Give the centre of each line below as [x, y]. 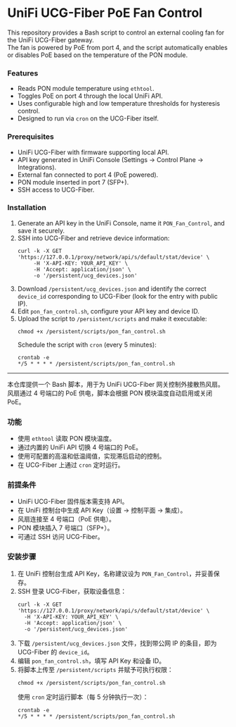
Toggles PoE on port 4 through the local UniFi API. [90, 96]
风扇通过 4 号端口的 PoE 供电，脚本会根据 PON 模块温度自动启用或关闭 [110, 393]
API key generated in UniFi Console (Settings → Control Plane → [110, 159]
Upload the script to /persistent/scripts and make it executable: [112, 318]
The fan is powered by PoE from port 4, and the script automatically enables [118, 47]
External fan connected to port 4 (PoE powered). [88, 175]
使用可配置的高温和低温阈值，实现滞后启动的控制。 [91, 456]
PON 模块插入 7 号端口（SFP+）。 [65, 528]
